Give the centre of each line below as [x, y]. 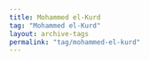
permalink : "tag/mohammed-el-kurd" [75, 42]
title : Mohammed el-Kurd [55, 17]
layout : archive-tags [49, 34]
